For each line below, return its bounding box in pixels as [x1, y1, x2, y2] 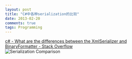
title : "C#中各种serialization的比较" [5, 12, 79, 16]
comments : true [5, 20, 36, 26]
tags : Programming [5, 25, 42, 30]
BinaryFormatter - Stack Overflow [5, 44, 73, 49]
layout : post [5, 7, 32, 12]
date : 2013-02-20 [5, 16, 40, 21]
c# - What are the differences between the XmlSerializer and [5, 38, 127, 44]
